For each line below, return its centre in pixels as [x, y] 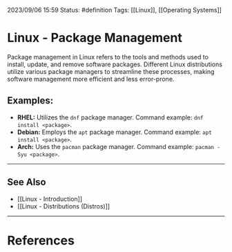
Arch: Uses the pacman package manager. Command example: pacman [115, 146]
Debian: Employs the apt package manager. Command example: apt [114, 132]
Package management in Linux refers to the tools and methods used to [108, 57]
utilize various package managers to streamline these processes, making [111, 71]
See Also [27, 182]
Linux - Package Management [95, 38]
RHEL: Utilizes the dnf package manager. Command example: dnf [110, 117]
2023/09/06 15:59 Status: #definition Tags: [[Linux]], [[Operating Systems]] [115, 10]
